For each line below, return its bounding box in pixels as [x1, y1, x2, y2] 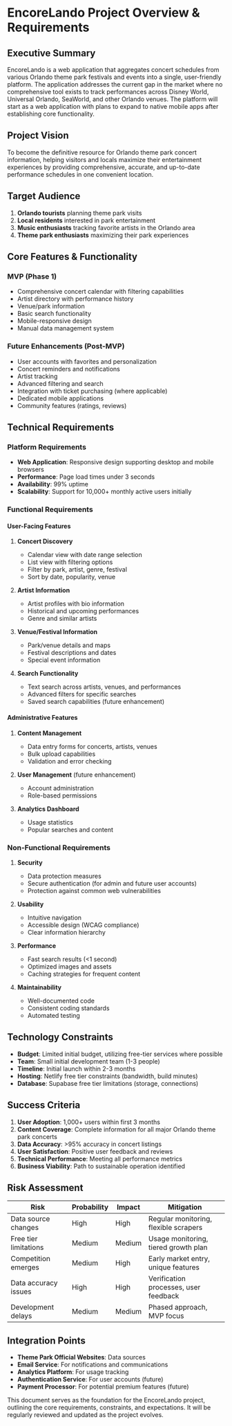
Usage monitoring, [148, 1234, 209, 1244]
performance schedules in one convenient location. [7, 170, 154, 178]
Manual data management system [17, 324, 114, 333]
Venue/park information [17, 302, 85, 310]
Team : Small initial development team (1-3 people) [17, 1057, 160, 1065]
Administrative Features [7, 714, 78, 722]
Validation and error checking [27, 757, 112, 765]
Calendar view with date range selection [27, 551, 143, 559]
